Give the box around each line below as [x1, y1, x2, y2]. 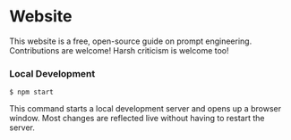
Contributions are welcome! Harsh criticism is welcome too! [9, 45, 229, 55]
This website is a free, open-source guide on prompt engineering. [9, 36, 252, 46]
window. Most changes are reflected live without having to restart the [9, 113, 265, 124]
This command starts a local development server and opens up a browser [9, 103, 282, 114]
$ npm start [9, 87, 54, 97]
